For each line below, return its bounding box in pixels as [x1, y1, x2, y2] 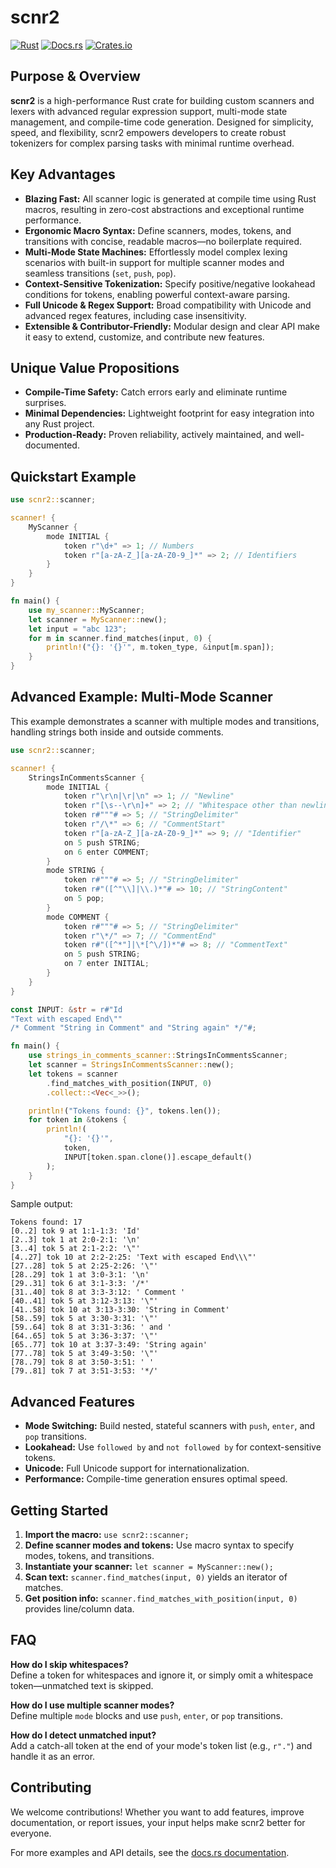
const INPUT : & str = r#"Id [10, 1004, 123, 1015]
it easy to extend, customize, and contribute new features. [24, 331, 265, 343]
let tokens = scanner [28, 1069, 118, 1079]
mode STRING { [46, 866, 105, 876]
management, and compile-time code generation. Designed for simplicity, [10, 116, 314, 128]
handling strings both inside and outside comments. [10, 726, 224, 738]
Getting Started [10, 1502, 109, 1519]
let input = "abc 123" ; [28, 624, 128, 634]
